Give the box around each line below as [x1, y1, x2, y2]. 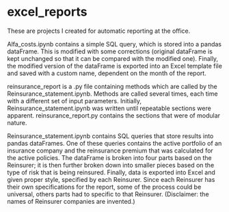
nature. [7, 118, 27, 127]
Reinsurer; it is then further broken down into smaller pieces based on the [7, 161, 215, 169]
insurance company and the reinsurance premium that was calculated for [7, 146, 213, 155]
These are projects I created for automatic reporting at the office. [7, 27, 191, 35]
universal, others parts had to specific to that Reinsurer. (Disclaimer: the [7, 189, 210, 198]
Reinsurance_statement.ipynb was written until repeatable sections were [7, 104, 212, 112]
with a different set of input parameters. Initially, [7, 96, 142, 105]
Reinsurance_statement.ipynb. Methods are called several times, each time [7, 90, 218, 98]
